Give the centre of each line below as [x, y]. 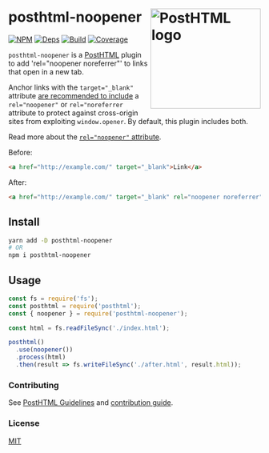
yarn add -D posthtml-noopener [60, 240]
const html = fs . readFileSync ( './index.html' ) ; [89, 328]
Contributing [34, 385]
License [24, 423]
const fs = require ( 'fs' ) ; [53, 299]
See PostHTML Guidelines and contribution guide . [91, 403]
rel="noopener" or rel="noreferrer [66, 104]
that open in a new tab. [46, 71]
